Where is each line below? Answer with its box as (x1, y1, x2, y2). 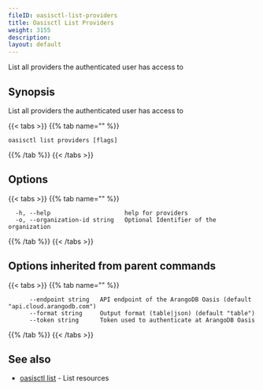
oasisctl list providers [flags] (8, 136, 118, 144)
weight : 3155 (8, 26, 51, 34)
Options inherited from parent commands (8, 259, 217, 273)
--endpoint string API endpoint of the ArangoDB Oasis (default (28, 296, 252, 304)
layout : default (8, 41, 61, 49)
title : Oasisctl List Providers (8, 19, 114, 27)
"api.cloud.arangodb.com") (8, 302, 97, 311)
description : (8, 33, 51, 42)
